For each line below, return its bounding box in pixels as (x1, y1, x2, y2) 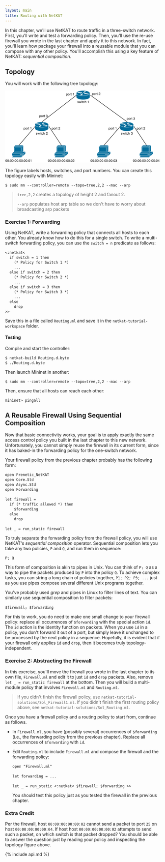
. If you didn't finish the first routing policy (74, 699, 159, 705)
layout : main (5, 8, 32, 13)
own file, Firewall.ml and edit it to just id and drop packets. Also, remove (5, 674, 153, 680)
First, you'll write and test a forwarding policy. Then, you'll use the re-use (5, 32, 153, 38)
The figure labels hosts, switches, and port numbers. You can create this (5, 168, 152, 174)
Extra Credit (5, 809, 34, 816)
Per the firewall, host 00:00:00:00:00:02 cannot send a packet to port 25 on (5, 821, 157, 827)
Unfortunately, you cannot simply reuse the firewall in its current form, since (5, 443, 159, 448)
